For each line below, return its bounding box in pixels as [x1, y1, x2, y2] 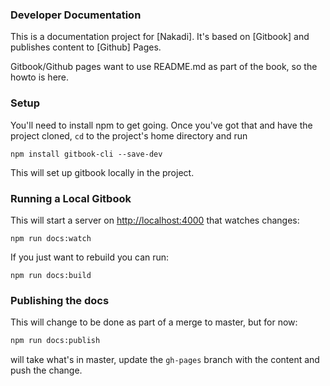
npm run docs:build [10, 270, 92, 280]
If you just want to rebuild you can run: [10, 251, 170, 263]
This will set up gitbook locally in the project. [10, 166, 195, 178]
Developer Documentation [10, 8, 142, 22]
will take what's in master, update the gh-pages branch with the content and [10, 354, 320, 366]
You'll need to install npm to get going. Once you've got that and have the [10, 119, 313, 131]
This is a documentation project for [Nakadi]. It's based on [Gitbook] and [10, 31, 310, 43]
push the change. [10, 364, 83, 377]
